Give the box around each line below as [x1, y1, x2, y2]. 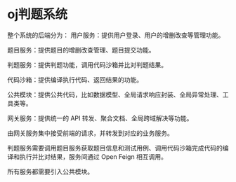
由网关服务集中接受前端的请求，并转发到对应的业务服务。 [7, 129, 173, 137]
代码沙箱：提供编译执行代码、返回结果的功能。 [7, 75, 143, 84]
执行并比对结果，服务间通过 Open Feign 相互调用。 [19, 152, 167, 161]
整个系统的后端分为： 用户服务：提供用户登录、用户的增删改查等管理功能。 [7, 31, 225, 39]
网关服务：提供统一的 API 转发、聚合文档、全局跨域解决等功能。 [7, 113, 193, 122]
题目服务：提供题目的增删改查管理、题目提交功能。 [7, 45, 155, 54]
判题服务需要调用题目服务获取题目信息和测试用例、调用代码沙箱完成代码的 [7, 143, 223, 152]
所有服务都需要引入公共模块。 [7, 167, 93, 176]
